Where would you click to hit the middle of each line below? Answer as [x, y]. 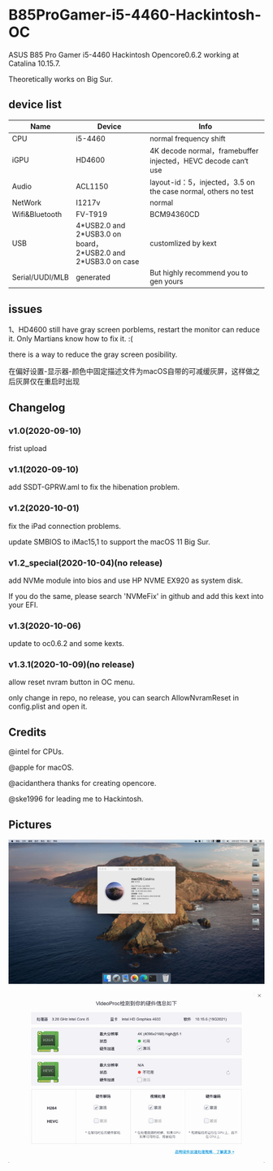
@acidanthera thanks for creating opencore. [82, 783]
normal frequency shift [188, 138]
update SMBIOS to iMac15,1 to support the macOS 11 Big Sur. [110, 541]
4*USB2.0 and [101, 225]
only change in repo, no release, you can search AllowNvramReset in [124, 698]
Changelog [37, 408]
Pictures [30, 824]
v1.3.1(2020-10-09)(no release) [72, 665]
